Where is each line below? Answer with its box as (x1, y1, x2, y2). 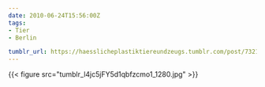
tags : (8, 19, 26, 27)
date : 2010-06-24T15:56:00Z (8, 11, 101, 20)
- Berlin (8, 33, 37, 42)
